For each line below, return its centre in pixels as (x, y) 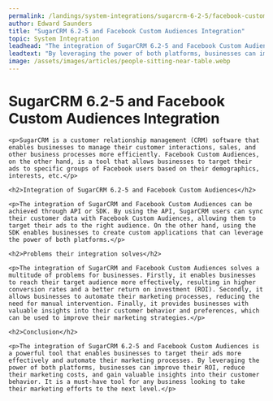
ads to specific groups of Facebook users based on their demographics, (134, 168)
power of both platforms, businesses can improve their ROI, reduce (127, 367)
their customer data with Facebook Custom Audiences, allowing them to (132, 218)
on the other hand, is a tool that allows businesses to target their (130, 162)
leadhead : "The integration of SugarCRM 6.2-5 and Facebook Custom (125, 46)
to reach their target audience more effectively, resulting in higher (132, 282)
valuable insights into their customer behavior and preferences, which (134, 310)
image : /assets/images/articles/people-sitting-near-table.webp (119, 62)
